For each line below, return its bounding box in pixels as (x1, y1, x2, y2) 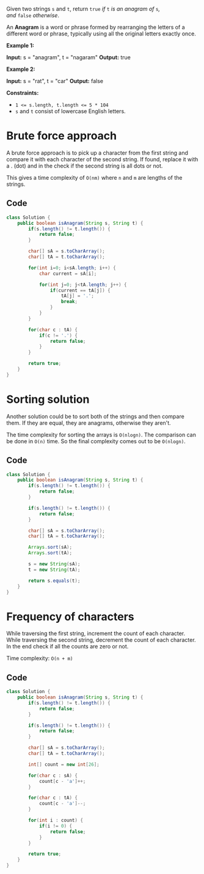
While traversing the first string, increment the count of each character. (6, 630, 186, 637)
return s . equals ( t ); (28, 578, 81, 584)
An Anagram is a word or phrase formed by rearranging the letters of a (6, 24, 185, 31)
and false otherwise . (6, 12, 60, 19)
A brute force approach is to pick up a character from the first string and (6, 149, 188, 156)
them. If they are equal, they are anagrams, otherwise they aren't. (6, 419, 171, 427)
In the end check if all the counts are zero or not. (6, 643, 129, 650)
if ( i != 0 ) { (38, 823, 72, 829)
